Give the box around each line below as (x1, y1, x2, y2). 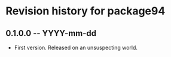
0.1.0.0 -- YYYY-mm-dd (5, 28, 97, 38)
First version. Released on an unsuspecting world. (14, 44, 138, 51)
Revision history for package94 (5, 4, 166, 18)
